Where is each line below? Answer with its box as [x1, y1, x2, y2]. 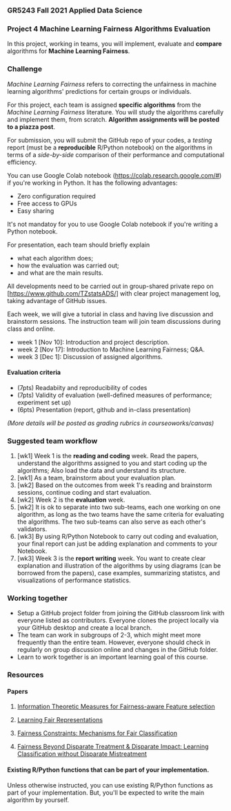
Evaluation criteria [7, 368, 61, 377]
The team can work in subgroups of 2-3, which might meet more [17, 631, 201, 639]
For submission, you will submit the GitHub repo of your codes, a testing [7, 136, 212, 144]
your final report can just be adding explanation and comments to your [17, 540, 218, 548]
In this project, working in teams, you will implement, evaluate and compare [7, 40, 222, 48]
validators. [17, 525, 48, 533]
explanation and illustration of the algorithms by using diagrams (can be [17, 562, 221, 570]
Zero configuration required [17, 192, 97, 200]
